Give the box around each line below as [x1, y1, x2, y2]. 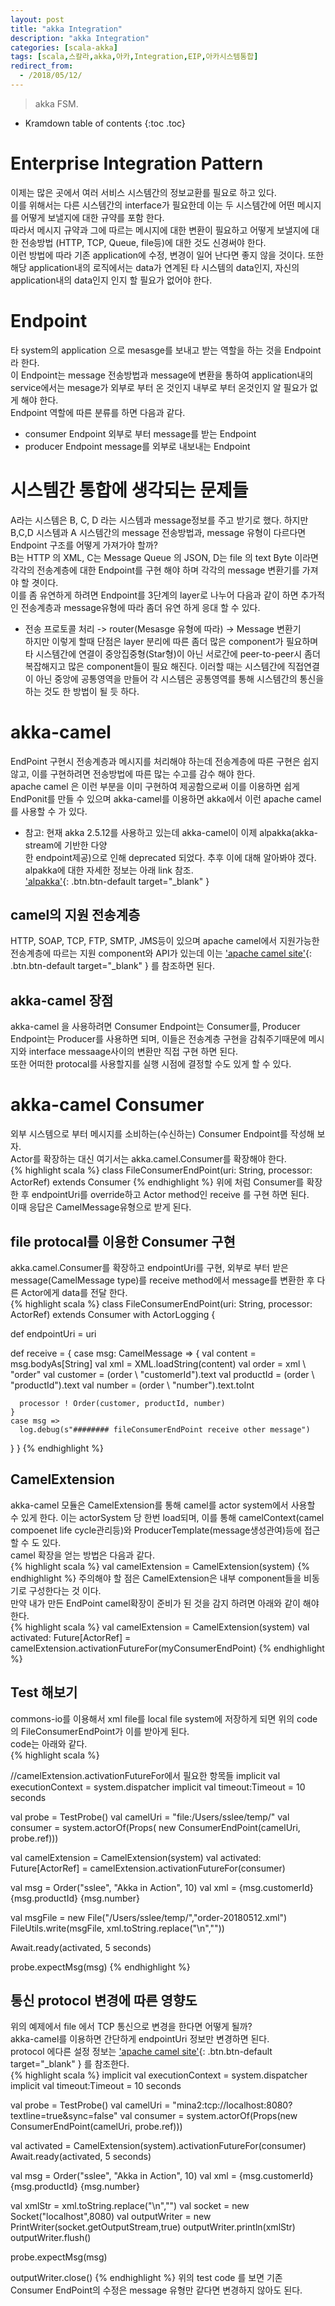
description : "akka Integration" [10, 33, 150, 43]
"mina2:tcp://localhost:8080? [172, 2099, 293, 2111]
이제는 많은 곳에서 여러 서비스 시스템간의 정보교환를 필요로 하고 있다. [10, 186, 277, 198]
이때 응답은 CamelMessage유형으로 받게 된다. [10, 1201, 192, 1213]
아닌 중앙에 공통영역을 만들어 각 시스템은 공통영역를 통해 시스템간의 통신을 [35, 672, 325, 685]
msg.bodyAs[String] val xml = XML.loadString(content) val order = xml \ [10, 1358, 307, 1370]
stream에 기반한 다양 [24, 839, 108, 851]
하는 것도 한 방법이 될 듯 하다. [24, 685, 140, 697]
